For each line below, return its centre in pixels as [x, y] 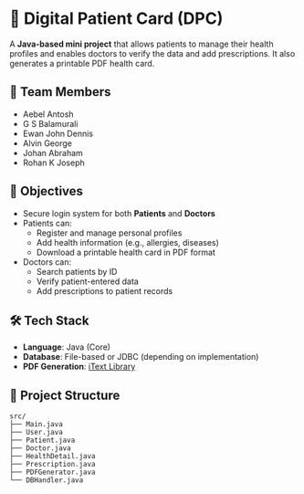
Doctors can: [47, 262]
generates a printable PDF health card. [82, 63]
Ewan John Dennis [58, 133]
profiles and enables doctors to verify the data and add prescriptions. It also [152, 53]
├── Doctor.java [40, 448]
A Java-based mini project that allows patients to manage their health [142, 44]
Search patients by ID [77, 271]
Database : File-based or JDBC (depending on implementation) [141, 357]
